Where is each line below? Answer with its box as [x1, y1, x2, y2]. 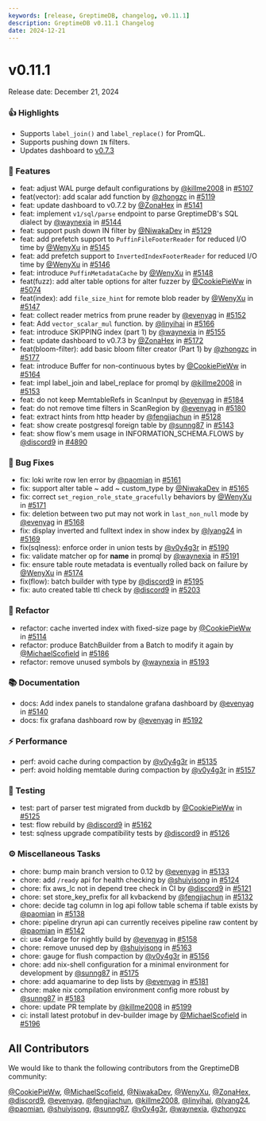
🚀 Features [8, 165, 51, 176]
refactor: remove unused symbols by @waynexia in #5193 [19, 657, 210, 666]
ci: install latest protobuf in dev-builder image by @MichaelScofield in [19, 1010, 248, 1020]
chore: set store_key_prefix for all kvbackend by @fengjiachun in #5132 [19, 892, 253, 901]
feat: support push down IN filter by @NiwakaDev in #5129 [19, 225, 212, 235]
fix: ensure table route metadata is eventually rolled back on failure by [19, 560, 249, 569]
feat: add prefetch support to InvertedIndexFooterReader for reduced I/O [19, 251, 258, 260]
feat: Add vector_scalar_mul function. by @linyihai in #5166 [19, 318, 215, 328]
